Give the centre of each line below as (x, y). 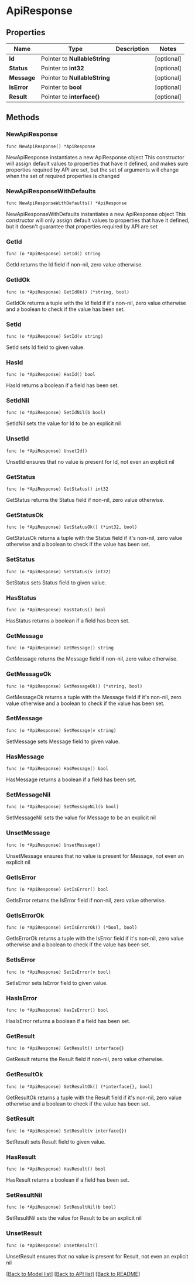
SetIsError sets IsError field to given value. (57, 983)
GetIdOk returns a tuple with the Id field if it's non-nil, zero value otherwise (96, 303)
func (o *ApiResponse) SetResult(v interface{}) (66, 1131)
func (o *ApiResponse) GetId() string (53, 254)
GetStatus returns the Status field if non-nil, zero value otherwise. (85, 500)
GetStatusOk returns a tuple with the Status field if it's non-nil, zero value (94, 538)
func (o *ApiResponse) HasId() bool (51, 375)
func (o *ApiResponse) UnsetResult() (52, 1246)
